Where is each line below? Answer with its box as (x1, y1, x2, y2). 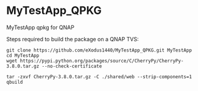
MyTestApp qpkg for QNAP (6, 24, 75, 31)
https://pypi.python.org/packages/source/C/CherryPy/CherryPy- (19, 58, 184, 64)
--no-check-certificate (41, 63, 102, 69)
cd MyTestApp (6, 52, 40, 58)
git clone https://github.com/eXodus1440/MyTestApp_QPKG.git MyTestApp (6, 47, 192, 53)
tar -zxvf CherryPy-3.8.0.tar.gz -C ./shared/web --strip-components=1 (6, 73, 192, 79)
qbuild (6, 79, 23, 85)
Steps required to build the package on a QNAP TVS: (6, 35, 139, 42)
